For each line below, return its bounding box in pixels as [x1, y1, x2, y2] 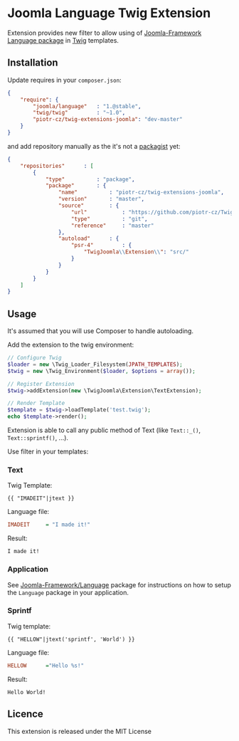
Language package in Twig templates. [7, 36, 119, 44]
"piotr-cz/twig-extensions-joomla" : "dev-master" [33, 116, 183, 123]
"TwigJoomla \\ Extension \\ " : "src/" [83, 248, 190, 256]
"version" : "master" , [58, 196, 144, 203]
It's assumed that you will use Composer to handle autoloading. [7, 327, 194, 335]
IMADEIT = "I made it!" [7, 521, 91, 528]
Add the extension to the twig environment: [7, 340, 134, 350]
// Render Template [7, 400, 65, 407]
